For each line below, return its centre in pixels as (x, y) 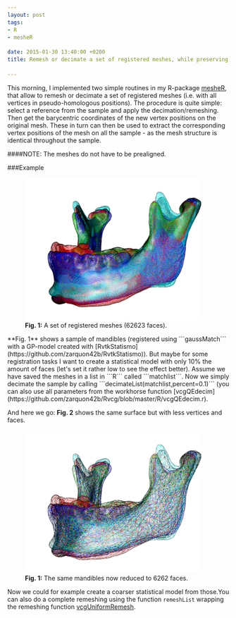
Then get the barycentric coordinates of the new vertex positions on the (112, 118)
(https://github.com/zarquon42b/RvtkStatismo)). (77, 354)
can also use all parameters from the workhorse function (90, 392)
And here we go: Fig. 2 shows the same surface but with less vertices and (115, 413)
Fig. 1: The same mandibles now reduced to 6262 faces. (107, 578)
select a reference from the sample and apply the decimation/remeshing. (113, 110)
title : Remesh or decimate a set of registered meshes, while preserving (118, 60)
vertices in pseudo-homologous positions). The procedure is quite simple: (114, 103)
